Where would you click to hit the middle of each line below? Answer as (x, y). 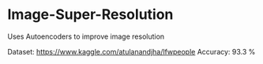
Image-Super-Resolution (90, 15)
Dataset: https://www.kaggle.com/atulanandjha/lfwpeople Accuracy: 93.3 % (131, 51)
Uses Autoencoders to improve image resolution (86, 36)
